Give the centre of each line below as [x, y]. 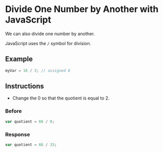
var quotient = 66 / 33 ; [31, 144]
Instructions [24, 86]
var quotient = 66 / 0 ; [30, 121]
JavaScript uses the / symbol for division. [48, 43]
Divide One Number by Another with [82, 9]
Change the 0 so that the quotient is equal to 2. [61, 98]
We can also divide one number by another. [50, 33]
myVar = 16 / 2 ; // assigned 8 [38, 70]
